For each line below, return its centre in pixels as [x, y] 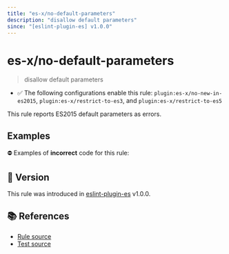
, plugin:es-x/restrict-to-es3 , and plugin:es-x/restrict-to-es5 [129, 101]
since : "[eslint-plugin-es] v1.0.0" [60, 26]
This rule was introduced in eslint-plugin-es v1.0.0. [79, 193]
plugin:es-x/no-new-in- [188, 94]
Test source [34, 244]
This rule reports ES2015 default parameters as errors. [84, 114]
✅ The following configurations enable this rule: [85, 93]
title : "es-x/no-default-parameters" [61, 13]
